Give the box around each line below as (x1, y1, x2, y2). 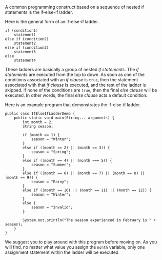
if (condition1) (5, 28, 38, 33)
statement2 (14, 41, 36, 46)
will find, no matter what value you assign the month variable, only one (5, 244, 145, 250)
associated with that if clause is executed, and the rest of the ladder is (5, 82, 146, 88)
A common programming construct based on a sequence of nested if (5, 4, 144, 10)
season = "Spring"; (31, 149, 71, 154)
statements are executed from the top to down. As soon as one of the (5, 72, 145, 77)
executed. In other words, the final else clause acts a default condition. (5, 93, 148, 98)
